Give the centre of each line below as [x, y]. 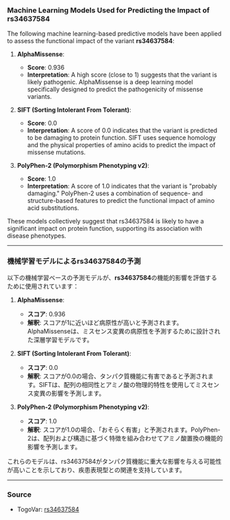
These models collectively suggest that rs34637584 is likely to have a [105, 221]
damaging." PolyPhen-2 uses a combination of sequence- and [115, 193]
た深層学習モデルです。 [60, 339]
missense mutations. [56, 152]
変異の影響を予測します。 [69, 393]
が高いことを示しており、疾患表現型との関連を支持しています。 [97, 470]
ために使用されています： [43, 286]
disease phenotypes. [37, 236]
